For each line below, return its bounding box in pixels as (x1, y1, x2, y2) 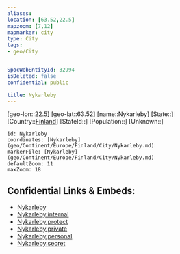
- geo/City (7, 48, 38, 55)
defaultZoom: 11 (7, 160, 53, 167)
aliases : (7, 10, 32, 17)
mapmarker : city (7, 29, 53, 36)
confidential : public (7, 79, 69, 86)
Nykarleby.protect (16, 218, 68, 226)
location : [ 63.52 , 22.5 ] (7, 16, 75, 23)
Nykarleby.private (16, 225, 68, 233)
